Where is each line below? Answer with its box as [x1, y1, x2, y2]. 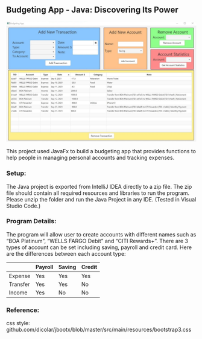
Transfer [8, 280, 30, 288]
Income [8, 289, 28, 296]
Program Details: [6, 217, 57, 226]
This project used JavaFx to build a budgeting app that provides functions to [6, 148, 197, 155]
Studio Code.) [6, 202, 41, 209]
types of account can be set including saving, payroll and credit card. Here [6, 244, 192, 251]
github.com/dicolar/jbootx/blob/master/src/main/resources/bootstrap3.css [6, 326, 192, 333]
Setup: [6, 169, 27, 177]
